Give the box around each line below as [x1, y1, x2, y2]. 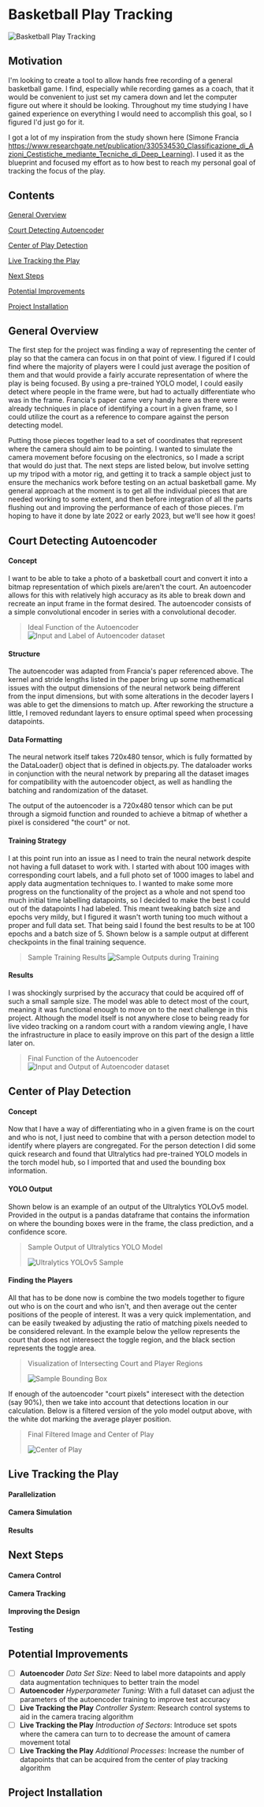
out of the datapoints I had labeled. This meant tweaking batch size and [8, 903, 241, 913]
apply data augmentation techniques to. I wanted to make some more [8, 878, 234, 888]
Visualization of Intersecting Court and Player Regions [27, 1358, 203, 1368]
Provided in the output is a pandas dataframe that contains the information [8, 1210, 250, 1220]
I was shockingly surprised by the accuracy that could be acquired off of [8, 988, 244, 997]
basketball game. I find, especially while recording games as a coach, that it [8, 84, 255, 93]
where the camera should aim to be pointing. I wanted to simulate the [8, 444, 233, 454]
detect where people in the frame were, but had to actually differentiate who [8, 387, 256, 397]
